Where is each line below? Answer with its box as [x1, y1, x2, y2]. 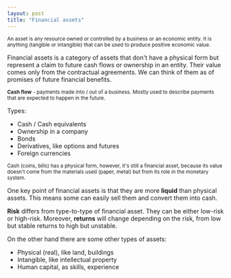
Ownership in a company [16, 127, 88, 135]
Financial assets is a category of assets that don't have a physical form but [7, 53, 219, 62]
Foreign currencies [16, 149, 71, 157]
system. [7, 174, 26, 181]
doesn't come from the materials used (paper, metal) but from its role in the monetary [7, 168, 209, 175]
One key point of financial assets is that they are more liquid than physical [7, 186, 217, 194]
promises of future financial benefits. [7, 75, 112, 83]
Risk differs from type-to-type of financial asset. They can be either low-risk [7, 207, 224, 215]
